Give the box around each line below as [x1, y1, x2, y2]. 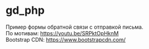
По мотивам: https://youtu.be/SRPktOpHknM [5, 29, 119, 36]
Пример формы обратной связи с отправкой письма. [5, 23, 144, 30]
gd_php [5, 4, 45, 17]
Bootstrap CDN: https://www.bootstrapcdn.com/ [5, 36, 126, 43]
